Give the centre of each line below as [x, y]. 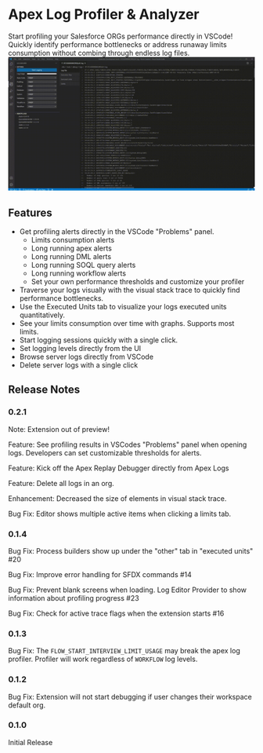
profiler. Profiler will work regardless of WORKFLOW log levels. [103, 659]
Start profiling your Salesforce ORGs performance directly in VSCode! [121, 36]
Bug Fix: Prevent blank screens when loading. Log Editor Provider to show [127, 590]
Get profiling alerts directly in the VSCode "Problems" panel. [117, 231]
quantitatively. [42, 315]
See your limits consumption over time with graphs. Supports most [127, 323]
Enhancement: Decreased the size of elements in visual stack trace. [117, 498]
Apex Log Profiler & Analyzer [104, 15]
